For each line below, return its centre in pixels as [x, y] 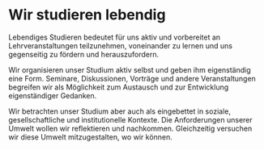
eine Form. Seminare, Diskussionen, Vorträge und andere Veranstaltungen [132, 78]
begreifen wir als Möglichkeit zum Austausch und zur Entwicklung [119, 87]
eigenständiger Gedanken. [53, 95]
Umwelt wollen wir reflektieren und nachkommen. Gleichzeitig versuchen [130, 128]
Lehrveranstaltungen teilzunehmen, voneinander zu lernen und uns [121, 45]
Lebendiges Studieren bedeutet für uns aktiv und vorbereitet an [115, 37]
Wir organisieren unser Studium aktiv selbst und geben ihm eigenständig [130, 69]
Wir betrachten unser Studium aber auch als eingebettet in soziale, [120, 111]
